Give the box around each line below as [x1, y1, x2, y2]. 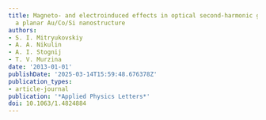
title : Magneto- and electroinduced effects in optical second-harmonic [8, 11, 253, 20]
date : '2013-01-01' [8, 63, 73, 71]
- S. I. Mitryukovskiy [8, 33, 83, 42]
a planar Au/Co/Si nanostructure [15, 19, 126, 27]
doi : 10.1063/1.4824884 [8, 99, 87, 107]
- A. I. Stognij [8, 48, 62, 56]
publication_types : [8, 77, 73, 85]
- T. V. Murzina [8, 56, 62, 64]
